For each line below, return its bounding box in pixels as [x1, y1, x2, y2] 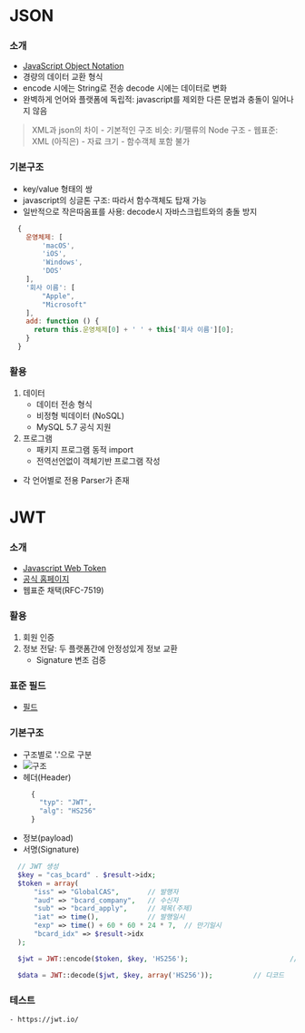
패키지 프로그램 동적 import [35, 444, 134, 455]
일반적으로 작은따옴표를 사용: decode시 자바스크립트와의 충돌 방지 [22, 206, 258, 217]
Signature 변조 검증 [35, 654, 107, 665]
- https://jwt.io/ [9, 1015, 79, 1024]
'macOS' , [42, 241, 75, 250]
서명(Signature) [22, 844, 80, 855]
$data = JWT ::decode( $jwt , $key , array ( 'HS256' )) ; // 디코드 [17, 970, 285, 979]
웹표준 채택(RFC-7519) [22, 584, 104, 595]
